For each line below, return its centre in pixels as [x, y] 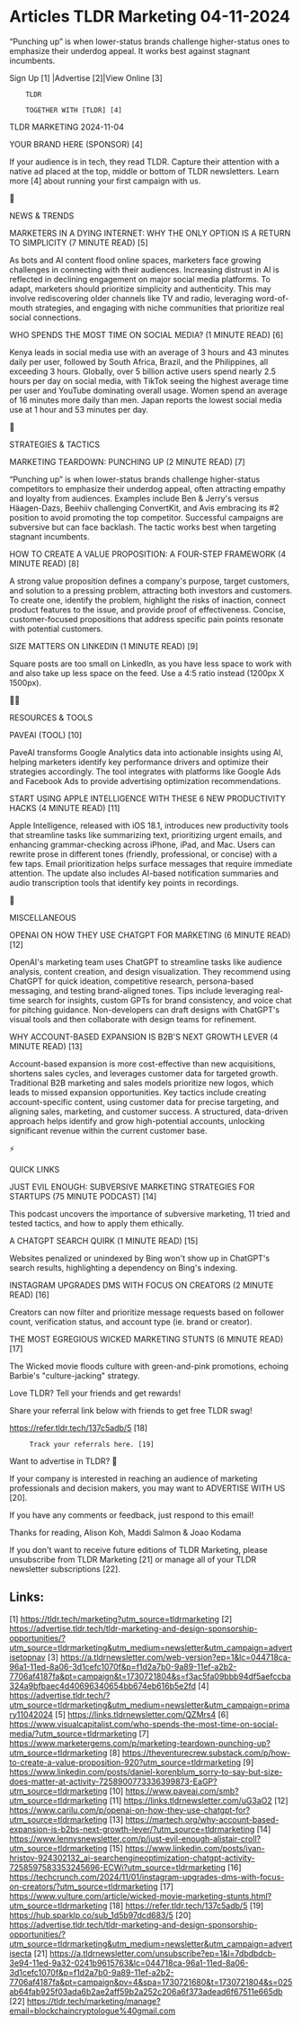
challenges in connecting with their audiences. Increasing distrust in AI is [145, 269]
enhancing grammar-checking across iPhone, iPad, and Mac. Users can [142, 844]
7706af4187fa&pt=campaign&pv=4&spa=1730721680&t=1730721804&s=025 [151, 1982]
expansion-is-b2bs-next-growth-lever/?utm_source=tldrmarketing [132, 1829]
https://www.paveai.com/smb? [182, 1790]
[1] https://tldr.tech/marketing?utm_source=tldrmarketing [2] [121, 1619]
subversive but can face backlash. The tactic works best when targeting [143, 527]
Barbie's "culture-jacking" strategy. [75, 1375]
